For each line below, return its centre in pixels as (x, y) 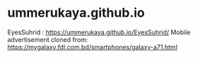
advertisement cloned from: (48, 39)
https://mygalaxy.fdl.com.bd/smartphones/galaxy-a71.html (93, 47)
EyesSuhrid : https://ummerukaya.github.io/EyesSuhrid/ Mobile (99, 32)
